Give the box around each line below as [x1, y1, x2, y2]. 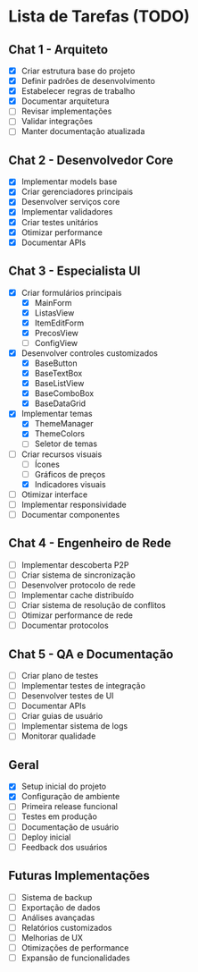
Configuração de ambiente [21, 791, 120, 802]
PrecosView [34, 327, 79, 338]
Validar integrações [21, 116, 93, 127]
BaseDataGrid [34, 398, 87, 409]
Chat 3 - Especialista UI [8, 264, 141, 279]
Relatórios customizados [21, 922, 112, 933]
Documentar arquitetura [21, 96, 110, 106]
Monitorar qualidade [21, 731, 96, 741]
